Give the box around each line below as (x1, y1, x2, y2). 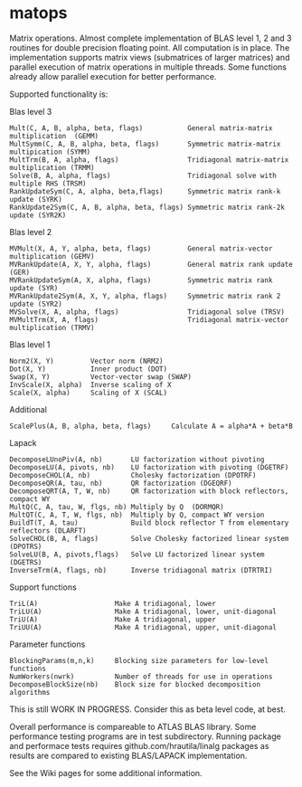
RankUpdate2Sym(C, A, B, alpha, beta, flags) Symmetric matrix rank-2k (9, 203, 285, 212)
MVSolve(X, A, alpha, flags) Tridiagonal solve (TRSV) (9, 307, 285, 317)
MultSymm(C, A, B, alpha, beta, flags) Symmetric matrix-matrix (9, 139, 281, 148)
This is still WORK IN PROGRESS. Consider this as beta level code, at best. (9, 704, 287, 715)
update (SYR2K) (9, 211, 67, 220)
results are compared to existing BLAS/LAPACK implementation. (9, 750, 248, 761)
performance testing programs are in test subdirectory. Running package (9, 731, 282, 742)
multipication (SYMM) (9, 147, 91, 156)
